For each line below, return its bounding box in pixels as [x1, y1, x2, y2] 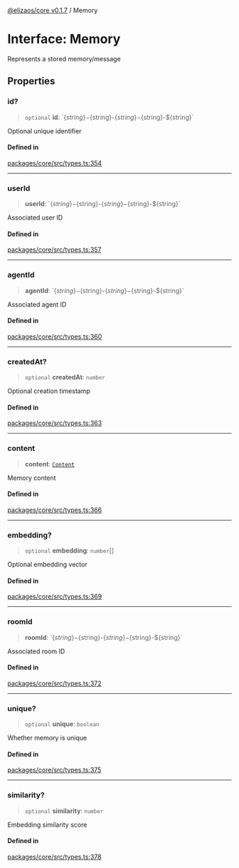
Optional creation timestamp [7, 387, 91, 395]
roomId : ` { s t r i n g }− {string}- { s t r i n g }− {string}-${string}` [24, 633, 183, 641]
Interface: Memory [7, 31, 121, 47]
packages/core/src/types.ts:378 [7, 852, 102, 861]
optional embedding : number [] [24, 546, 115, 555]
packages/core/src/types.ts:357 [7, 245, 102, 254]
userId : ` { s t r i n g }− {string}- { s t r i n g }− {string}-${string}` [24, 200, 181, 208]
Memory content [7, 474, 56, 482]
